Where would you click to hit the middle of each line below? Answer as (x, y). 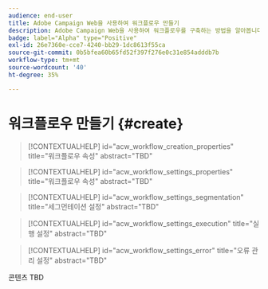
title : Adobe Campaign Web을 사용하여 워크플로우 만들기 (94, 23)
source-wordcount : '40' (48, 68)
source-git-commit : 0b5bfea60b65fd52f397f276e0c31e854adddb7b (114, 53)
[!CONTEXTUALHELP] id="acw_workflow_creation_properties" (130, 146)
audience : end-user (41, 16)
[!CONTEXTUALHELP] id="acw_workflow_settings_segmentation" (136, 197)
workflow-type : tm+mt (44, 61)
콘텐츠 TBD (26, 277)
